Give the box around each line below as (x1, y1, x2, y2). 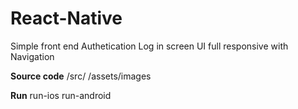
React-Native (10, 7, 123, 30)
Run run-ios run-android (10, 89, 112, 101)
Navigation (10, 50, 55, 62)
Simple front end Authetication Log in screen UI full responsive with (10, 40, 289, 52)
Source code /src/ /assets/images (10, 70, 152, 82)
